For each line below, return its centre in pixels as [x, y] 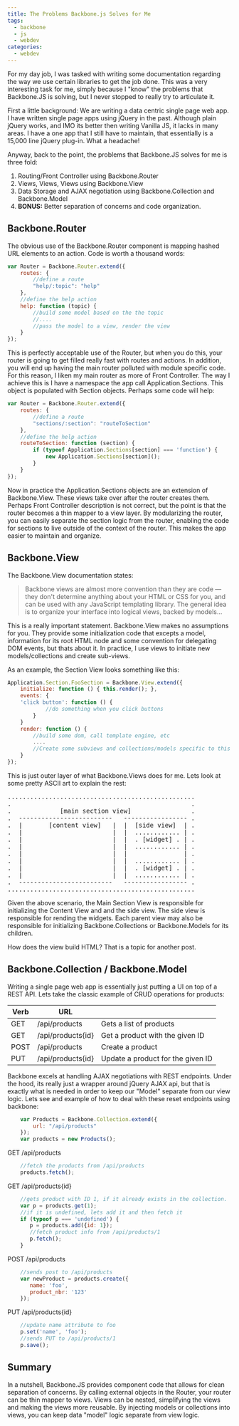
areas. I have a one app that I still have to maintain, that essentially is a [110, 133]
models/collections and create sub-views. [69, 655]
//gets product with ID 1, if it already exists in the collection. [124, 1199]
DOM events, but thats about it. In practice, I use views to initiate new [109, 648]
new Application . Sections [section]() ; [103, 457]
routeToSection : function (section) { [78, 443]
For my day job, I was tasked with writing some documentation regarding [114, 74]
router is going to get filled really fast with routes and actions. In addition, [115, 360]
